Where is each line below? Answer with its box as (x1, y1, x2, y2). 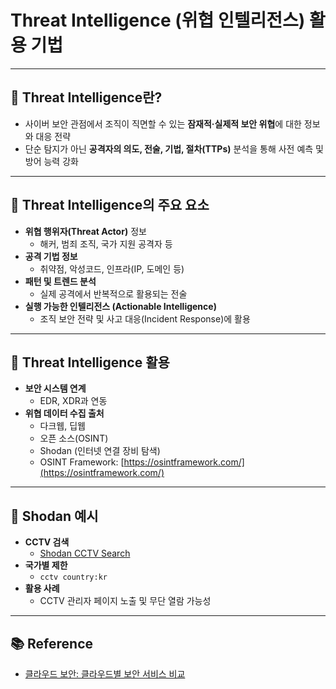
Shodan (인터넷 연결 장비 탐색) (39, 445, 161, 457)
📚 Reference (10, 635, 93, 652)
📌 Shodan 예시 (10, 507, 99, 525)
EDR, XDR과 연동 (39, 395, 108, 407)
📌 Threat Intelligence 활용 (10, 354, 170, 371)
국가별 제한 (24, 559, 68, 571)
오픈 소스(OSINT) (39, 432, 109, 445)
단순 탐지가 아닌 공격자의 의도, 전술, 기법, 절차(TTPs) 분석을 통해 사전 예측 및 (24, 142, 324, 155)
